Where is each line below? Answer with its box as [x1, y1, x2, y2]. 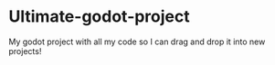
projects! [8, 45, 42, 56]
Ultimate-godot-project [8, 6, 191, 27]
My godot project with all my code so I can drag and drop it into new [8, 36, 266, 47]
